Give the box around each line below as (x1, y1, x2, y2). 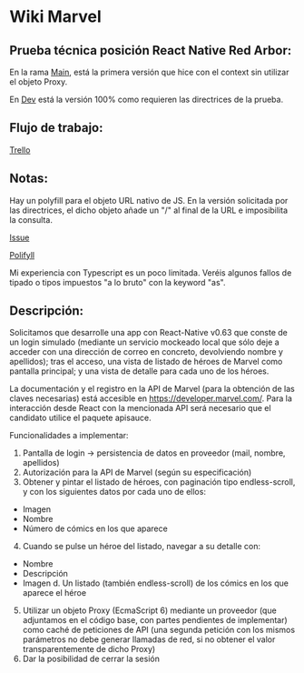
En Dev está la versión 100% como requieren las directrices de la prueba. (9, 94, 284, 105)
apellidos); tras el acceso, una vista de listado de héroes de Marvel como (9, 357, 283, 367)
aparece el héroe (22, 588, 87, 598)
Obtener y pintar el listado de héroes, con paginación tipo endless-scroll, (22, 477, 296, 487)
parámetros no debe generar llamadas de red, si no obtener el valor (22, 634, 276, 645)
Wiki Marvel (9, 6, 102, 27)
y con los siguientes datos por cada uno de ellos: (22, 487, 207, 497)
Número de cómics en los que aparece (22, 523, 168, 534)
